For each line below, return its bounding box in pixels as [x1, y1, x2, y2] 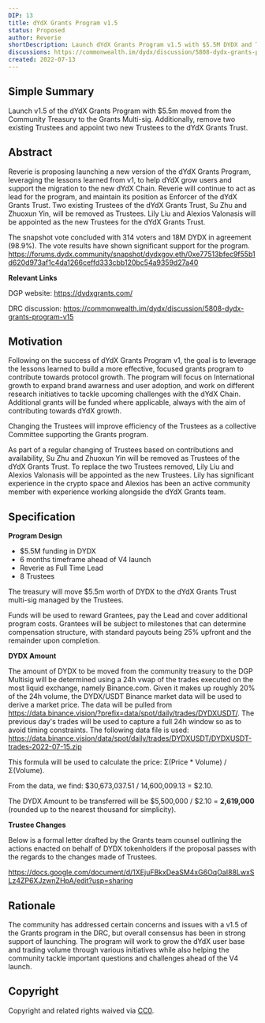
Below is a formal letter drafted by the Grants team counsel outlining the [8, 836, 242, 845]
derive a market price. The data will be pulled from [8, 700, 172, 710]
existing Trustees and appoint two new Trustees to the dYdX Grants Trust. [8, 123, 248, 132]
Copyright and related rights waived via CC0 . [8, 1006, 155, 1015]
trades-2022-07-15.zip [8, 742, 82, 752]
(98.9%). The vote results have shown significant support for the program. [8, 240, 250, 250]
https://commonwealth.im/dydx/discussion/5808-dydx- [62, 304, 244, 313]
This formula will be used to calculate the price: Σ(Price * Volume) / [8, 757, 227, 767]
